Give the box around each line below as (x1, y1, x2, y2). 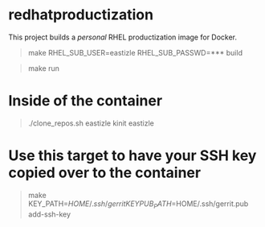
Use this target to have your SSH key (8, 147, 257, 165)
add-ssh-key (27, 209, 71, 219)
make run (27, 63, 60, 73)
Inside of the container (8, 92, 163, 110)
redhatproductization (8, 6, 154, 24)
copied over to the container (8, 163, 202, 182)
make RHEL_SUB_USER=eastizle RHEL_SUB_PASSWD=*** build (27, 47, 243, 57)
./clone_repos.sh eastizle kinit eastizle (27, 118, 154, 128)
